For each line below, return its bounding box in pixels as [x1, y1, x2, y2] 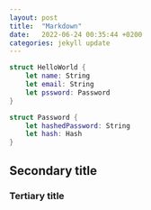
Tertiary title [9, 190, 65, 203]
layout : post [9, 13, 58, 23]
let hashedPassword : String [25, 121, 130, 131]
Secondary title [9, 163, 97, 178]
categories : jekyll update [9, 38, 111, 48]
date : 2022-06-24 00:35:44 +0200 [9, 30, 143, 39]
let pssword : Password [25, 87, 111, 97]
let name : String [25, 71, 91, 81]
